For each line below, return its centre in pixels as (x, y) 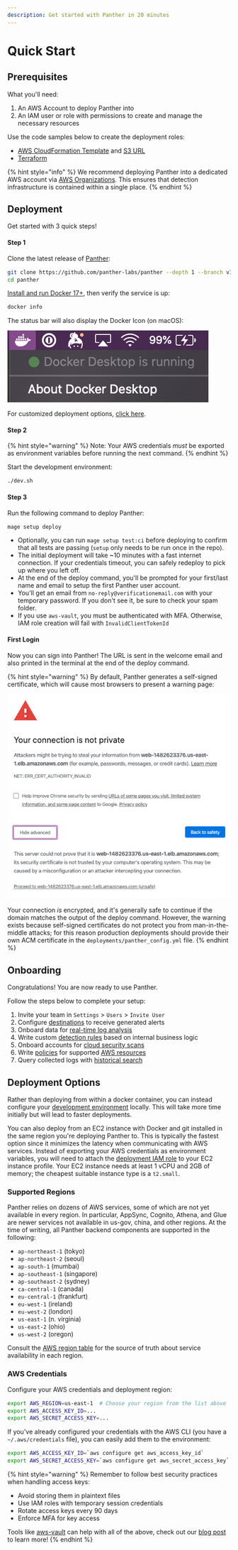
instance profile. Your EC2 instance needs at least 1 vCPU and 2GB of (109, 1166)
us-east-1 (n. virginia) (49, 1319)
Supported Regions (41, 1192)
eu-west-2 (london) (45, 1312)
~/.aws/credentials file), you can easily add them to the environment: (109, 1439)
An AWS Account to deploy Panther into (76, 108)
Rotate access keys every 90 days (68, 1511)
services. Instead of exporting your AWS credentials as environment (107, 1151)
